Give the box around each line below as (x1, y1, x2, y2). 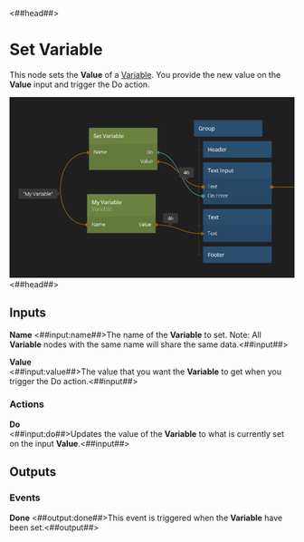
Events (9, 491, 41, 504)
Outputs (9, 464, 57, 479)
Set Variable (9, 40, 103, 60)
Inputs (9, 305, 47, 321)
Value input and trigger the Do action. (9, 79, 151, 90)
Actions (9, 398, 45, 411)
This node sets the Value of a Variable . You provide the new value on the (9, 69, 281, 80)
